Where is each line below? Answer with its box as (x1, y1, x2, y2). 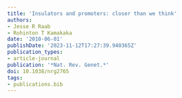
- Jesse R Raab (7, 23, 51, 30)
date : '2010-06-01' (7, 36, 63, 43)
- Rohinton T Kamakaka (7, 29, 72, 37)
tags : (7, 74, 23, 81)
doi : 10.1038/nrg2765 (7, 68, 70, 75)
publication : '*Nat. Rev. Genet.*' (7, 61, 110, 68)
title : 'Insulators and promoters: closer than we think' (7, 10, 177, 17)
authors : (7, 17, 32, 23)
